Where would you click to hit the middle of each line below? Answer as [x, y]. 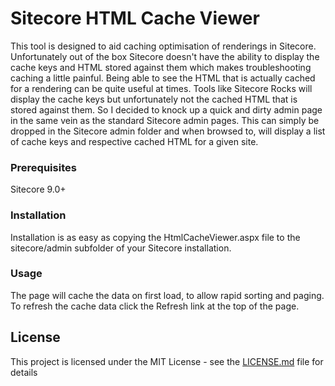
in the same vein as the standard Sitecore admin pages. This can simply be [165, 120]
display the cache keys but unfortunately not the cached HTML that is [154, 99]
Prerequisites [43, 167]
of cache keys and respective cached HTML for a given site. [134, 141]
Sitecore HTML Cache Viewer [135, 18]
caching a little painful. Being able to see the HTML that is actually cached [163, 78]
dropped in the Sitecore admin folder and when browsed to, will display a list [168, 131]
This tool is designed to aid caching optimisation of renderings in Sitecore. [163, 46]
